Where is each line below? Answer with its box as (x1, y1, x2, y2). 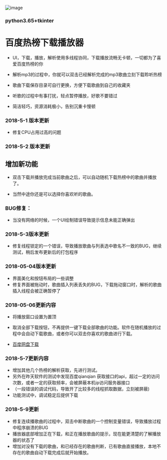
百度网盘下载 (12, 341, 39, 347)
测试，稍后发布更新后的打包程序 (12, 249, 78, 255)
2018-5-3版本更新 (5, 231, 49, 238)
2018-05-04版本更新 (5, 263, 56, 270)
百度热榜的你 (16, 60, 43, 67)
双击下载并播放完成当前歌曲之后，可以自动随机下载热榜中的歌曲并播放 (12, 174, 157, 180)
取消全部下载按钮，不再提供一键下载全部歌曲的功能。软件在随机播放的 (12, 325, 157, 331)
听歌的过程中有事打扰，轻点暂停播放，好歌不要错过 (12, 92, 118, 98)
